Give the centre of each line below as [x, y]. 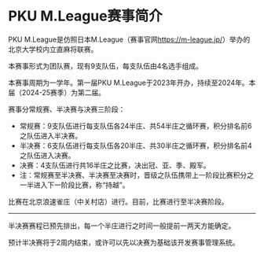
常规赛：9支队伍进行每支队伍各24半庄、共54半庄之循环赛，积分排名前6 [136, 126]
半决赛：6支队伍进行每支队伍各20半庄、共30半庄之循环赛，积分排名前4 [136, 145]
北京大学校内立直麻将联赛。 [53, 49]
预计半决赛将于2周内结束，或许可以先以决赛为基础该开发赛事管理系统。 [124, 242]
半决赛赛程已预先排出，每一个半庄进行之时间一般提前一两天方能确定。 [122, 226]
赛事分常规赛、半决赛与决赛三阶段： [67, 109]
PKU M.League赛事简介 [85, 16]
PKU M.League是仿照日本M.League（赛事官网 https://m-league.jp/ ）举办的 [129, 39]
